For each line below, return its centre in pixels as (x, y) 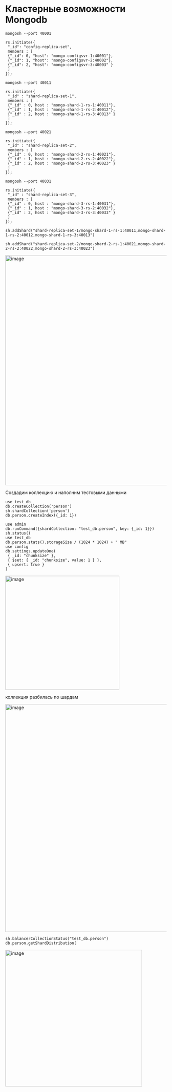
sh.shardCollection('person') (38, 511)
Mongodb (26, 20)
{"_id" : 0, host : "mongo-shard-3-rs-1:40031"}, (61, 204)
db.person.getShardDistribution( (41, 943)
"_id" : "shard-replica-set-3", (42, 195)
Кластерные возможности (66, 9)
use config (17, 547)
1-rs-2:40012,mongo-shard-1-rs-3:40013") (50, 235)
